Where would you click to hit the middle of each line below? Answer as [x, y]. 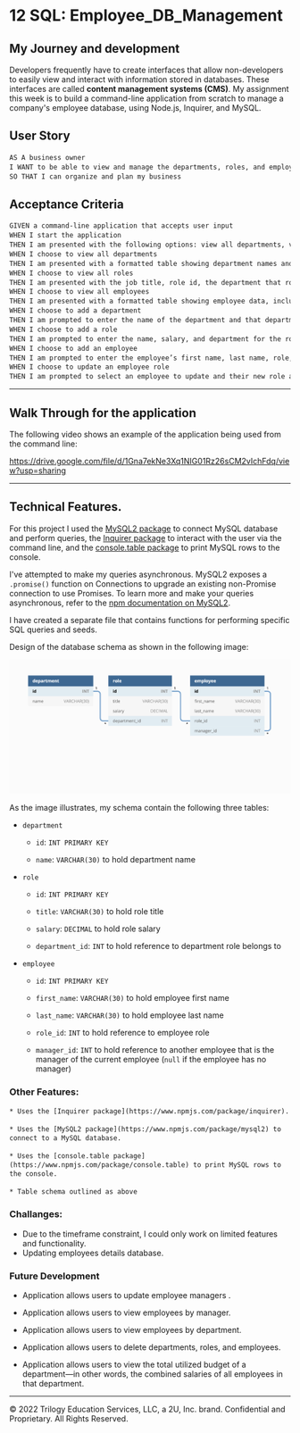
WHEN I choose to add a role [63, 329]
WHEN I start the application [66, 236]
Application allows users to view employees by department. [132, 1330]
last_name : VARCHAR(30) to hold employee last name [130, 1015]
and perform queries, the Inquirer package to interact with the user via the [146, 537]
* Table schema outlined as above [74, 1192]
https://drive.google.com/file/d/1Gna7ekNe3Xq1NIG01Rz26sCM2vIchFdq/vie [150, 461]
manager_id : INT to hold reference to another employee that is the [155, 1050]
